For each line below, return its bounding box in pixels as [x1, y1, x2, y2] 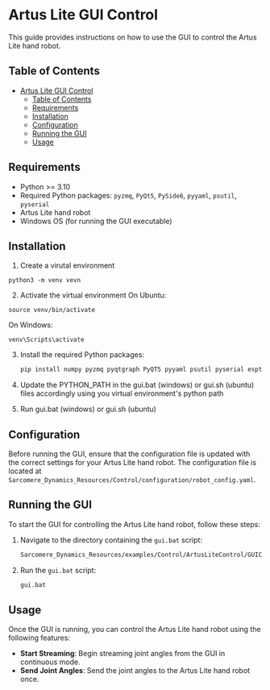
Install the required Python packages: [19, 350, 145, 360]
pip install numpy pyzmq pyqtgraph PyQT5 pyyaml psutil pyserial [19, 365, 244, 374]
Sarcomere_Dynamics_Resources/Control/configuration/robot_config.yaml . [8, 475, 256, 484]
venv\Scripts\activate [8, 336, 85, 344]
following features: [8, 633, 71, 642]
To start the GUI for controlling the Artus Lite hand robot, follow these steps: [8, 519, 260, 529]
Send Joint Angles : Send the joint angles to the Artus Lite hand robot [19, 666, 251, 675]
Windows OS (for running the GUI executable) [19, 216, 172, 226]
